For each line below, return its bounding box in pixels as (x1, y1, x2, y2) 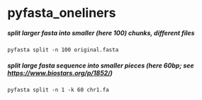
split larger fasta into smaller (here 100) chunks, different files (7, 28, 195, 37)
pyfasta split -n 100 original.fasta (7, 46, 119, 54)
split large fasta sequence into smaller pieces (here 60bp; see (7, 61, 195, 70)
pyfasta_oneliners (7, 5, 116, 21)
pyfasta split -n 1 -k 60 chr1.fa (7, 87, 110, 94)
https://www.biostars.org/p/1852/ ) (7, 68, 113, 77)
